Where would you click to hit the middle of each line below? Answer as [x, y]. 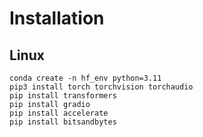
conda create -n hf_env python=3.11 [85, 78]
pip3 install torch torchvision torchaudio [101, 87]
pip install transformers [63, 96]
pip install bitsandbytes [63, 122]
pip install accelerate [59, 113]
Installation [57, 18]
